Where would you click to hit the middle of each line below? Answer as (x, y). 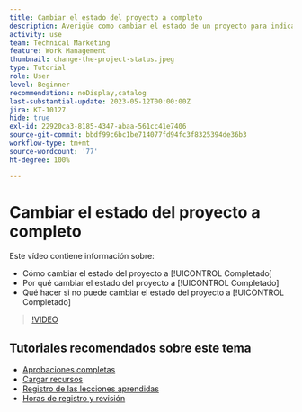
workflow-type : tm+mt (50, 143)
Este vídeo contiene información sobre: (82, 256)
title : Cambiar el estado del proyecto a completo (106, 18)
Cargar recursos (53, 380)
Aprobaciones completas (69, 370)
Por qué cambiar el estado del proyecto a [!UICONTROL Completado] (151, 283)
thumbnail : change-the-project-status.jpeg (92, 59)
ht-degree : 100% (40, 160)
